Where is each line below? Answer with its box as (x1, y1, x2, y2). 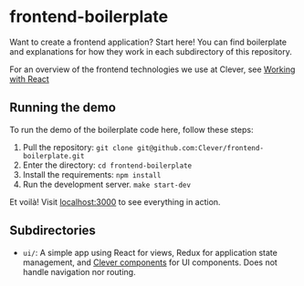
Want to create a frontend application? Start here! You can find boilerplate (9, 36, 288, 47)
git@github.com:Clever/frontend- (136, 143, 265, 152)
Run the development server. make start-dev (22, 179, 192, 189)
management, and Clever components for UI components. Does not (22, 257, 278, 268)
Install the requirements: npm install (22, 169, 162, 179)
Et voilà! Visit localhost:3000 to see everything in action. (9, 196, 221, 207)
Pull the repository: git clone (22, 141, 134, 152)
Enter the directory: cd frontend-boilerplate (22, 159, 193, 170)
